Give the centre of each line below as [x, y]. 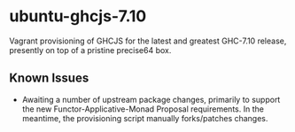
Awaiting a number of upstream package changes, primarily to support [151, 99]
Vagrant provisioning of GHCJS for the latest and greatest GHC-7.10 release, [148, 41]
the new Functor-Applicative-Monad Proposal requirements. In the [143, 109]
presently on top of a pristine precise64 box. [90, 50]
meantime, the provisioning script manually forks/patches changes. [145, 118]
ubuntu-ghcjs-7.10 [78, 16]
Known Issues [49, 78]
